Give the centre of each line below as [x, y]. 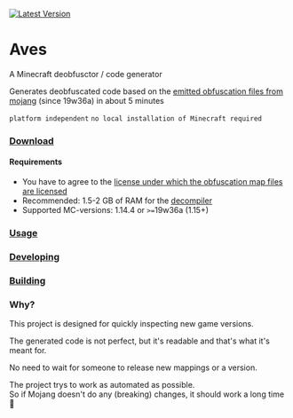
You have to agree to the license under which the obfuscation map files [152, 182]
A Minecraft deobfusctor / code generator [86, 74]
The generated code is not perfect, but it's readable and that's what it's [140, 341]
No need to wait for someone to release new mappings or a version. [133, 367]
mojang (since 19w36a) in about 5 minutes [87, 100]
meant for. [28, 351]
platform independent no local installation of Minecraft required [135, 118]
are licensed [45, 192]
